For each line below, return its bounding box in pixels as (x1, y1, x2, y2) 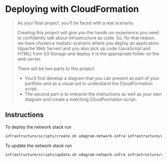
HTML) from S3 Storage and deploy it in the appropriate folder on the (17, 51, 159, 57)
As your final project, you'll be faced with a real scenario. (17, 20, 134, 26)
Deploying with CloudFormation (5, 3, 139, 15)
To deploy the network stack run (5, 124, 72, 130)
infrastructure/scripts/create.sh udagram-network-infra (5, 133, 126, 139)
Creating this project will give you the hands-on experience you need (17, 29, 159, 35)
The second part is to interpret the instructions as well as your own (24, 91, 162, 97)
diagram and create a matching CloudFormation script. (24, 96, 137, 102)
